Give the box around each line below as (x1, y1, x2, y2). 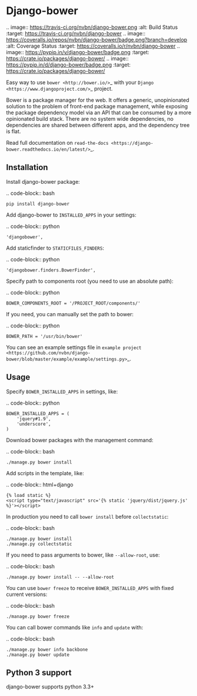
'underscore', (16, 421, 51, 427)
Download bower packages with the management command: (6, 436, 154, 443)
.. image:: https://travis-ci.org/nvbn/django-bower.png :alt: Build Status (6, 24, 178, 31)
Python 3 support (6, 667, 72, 678)
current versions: (6, 591, 48, 598)
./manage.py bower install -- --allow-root (6, 574, 115, 580)
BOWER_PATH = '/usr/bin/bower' (6, 333, 83, 339)
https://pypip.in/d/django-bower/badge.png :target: (6, 61, 131, 68)
